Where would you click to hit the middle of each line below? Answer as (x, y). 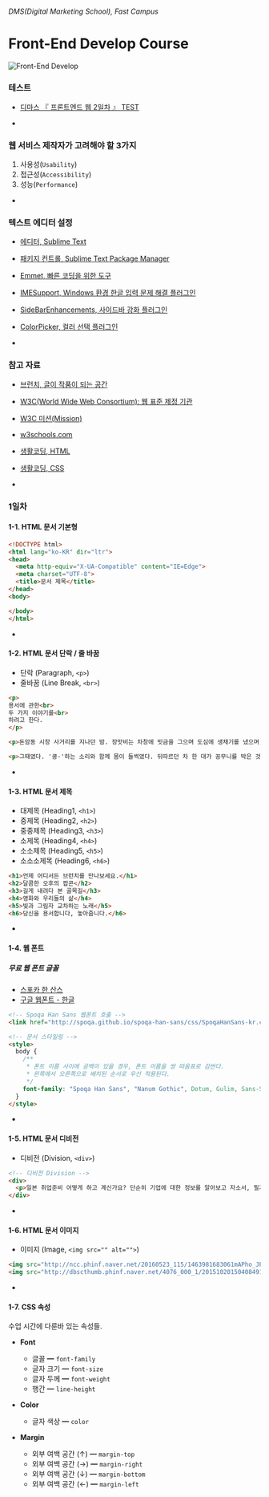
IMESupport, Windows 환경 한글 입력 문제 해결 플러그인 (108, 293)
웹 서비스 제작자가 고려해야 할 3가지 (72, 145)
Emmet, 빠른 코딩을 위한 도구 (66, 276)
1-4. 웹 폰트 (26, 947)
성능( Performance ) (49, 185)
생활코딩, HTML (45, 451)
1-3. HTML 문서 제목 (40, 791)
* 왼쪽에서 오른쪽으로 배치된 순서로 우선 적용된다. (98, 1074)
